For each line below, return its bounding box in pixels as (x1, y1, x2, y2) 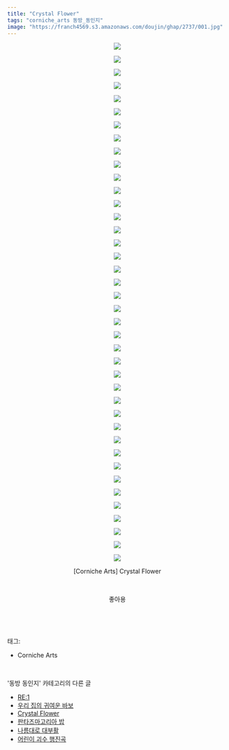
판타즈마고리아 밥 (17, 718, 65, 726)
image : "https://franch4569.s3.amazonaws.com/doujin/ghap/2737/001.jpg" (7, 23, 223, 30)
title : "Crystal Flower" (7, 10, 80, 17)
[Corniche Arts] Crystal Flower (73, 567, 162, 576)
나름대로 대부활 (17, 726, 59, 735)
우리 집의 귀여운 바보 (17, 701, 74, 710)
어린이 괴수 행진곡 (17, 735, 66, 744)
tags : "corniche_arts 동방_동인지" (7, 17, 103, 24)
